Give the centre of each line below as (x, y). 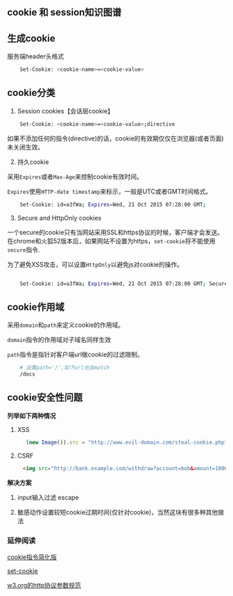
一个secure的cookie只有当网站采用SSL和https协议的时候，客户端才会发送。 (115, 232)
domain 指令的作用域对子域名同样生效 (59, 340)
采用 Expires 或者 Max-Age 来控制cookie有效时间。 (75, 177)
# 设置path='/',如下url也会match (65, 368)
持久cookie (33, 161)
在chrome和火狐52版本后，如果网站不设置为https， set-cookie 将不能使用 (111, 241)
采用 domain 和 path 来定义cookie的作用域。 (66, 325)
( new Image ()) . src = (55, 442)
